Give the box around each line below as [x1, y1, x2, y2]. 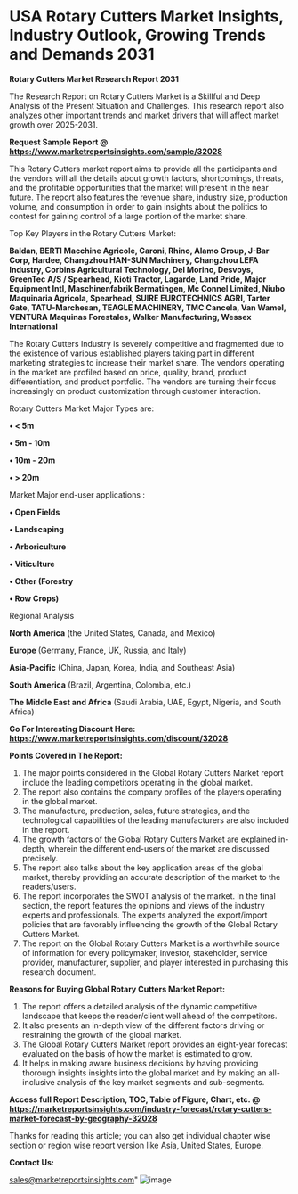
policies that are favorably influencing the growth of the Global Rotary [21, 918, 278, 929]
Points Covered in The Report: [9, 750, 123, 761]
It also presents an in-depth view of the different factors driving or [21, 1019, 265, 1031]
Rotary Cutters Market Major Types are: [9, 403, 155, 414]
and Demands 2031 [9, 45, 155, 64]
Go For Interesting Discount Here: [9, 723, 136, 734]
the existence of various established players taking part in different [9, 348, 255, 358]
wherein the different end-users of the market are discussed [47, 843, 270, 853]
